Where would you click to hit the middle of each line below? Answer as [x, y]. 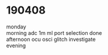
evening [16, 46]
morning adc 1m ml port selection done [54, 33]
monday [16, 27]
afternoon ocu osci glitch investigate [51, 39]
